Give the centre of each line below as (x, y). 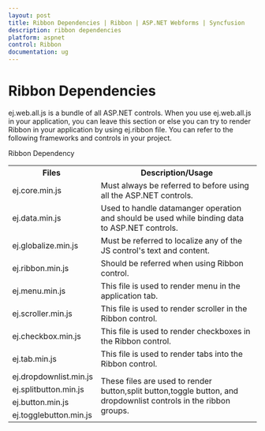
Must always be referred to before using (175, 185)
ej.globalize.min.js (45, 245)
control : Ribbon (35, 45)
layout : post (30, 15)
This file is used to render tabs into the (172, 354)
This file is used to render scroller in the (174, 308)
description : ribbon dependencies (65, 30)
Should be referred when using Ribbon (172, 263)
